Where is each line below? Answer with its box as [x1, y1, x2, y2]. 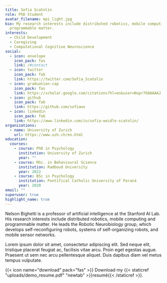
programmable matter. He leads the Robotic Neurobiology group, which [5, 221, 152, 227]
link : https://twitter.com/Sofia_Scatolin [14, 77, 103, 82]
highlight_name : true [5, 197, 50, 202]
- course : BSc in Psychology [14, 174, 75, 179]
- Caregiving [9, 40, 37, 45]
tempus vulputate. [5, 257, 42, 263]
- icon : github [9, 95, 41, 100]
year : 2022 [18, 169, 41, 174]
